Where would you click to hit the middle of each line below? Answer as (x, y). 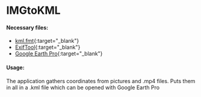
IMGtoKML (34, 11)
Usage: (16, 67)
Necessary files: (27, 27)
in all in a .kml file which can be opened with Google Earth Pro (83, 87)
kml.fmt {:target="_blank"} (47, 41)
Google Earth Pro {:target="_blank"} (59, 54)
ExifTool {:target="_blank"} (48, 47)
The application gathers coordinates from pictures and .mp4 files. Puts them (101, 81)
